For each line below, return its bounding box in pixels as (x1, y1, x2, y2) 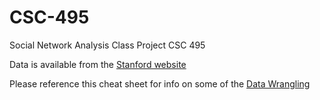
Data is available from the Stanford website (9, 58, 187, 70)
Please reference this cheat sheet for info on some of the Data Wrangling (9, 77, 311, 90)
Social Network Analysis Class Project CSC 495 (9, 39, 206, 51)
